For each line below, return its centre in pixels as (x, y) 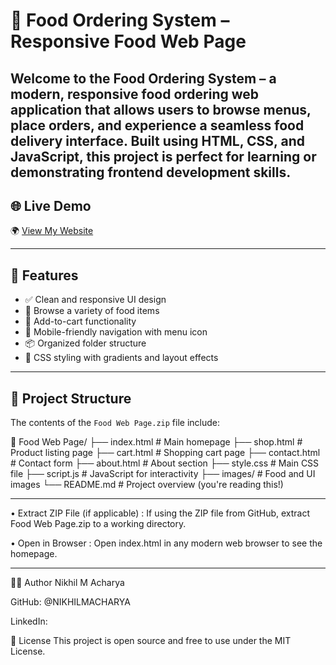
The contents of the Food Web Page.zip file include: (115, 423)
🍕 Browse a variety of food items (92, 311)
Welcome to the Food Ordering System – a (143, 78)
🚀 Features (44, 275)
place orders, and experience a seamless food (157, 125)
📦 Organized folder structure (85, 343)
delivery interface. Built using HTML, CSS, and (157, 140)
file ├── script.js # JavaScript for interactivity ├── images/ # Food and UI (163, 474)
